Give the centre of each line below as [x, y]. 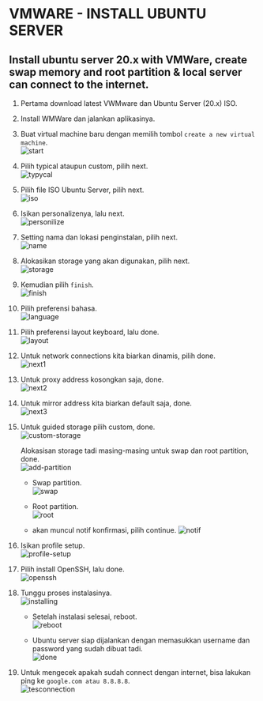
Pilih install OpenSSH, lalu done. [72, 569]
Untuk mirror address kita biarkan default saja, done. [106, 403]
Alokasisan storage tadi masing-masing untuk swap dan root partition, [135, 450]
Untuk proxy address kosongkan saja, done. [92, 379]
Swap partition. [57, 482]
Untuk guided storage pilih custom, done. [88, 427]
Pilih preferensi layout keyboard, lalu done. [90, 332]
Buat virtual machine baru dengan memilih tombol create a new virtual [137, 134]
